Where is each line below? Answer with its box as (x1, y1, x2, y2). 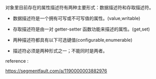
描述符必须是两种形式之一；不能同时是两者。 (12, 48, 108, 54)
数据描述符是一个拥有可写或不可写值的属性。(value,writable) (12, 15, 141, 21)
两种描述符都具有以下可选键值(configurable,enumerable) (12, 37, 132, 43)
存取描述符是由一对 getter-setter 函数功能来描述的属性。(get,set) (12, 26, 150, 32)
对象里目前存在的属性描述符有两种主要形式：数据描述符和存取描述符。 (5, 5, 154, 10)
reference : (5, 58, 29, 64)
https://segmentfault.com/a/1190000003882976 (5, 68, 107, 74)
